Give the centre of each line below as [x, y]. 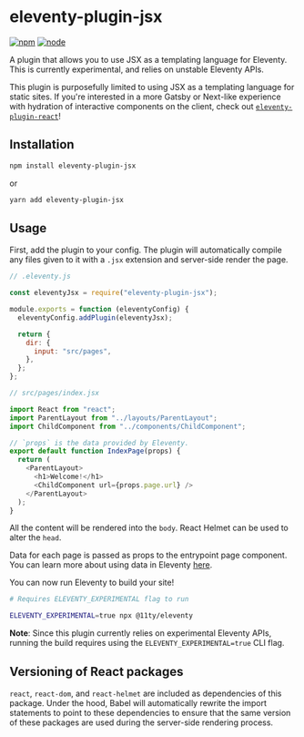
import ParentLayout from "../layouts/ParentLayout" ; [114, 418]
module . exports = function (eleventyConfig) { [99, 310]
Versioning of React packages [96, 671]
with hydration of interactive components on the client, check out [132, 106]
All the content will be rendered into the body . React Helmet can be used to [149, 528]
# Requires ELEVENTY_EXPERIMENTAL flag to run [99, 599]
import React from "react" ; [63, 409]
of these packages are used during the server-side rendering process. [142, 722]
